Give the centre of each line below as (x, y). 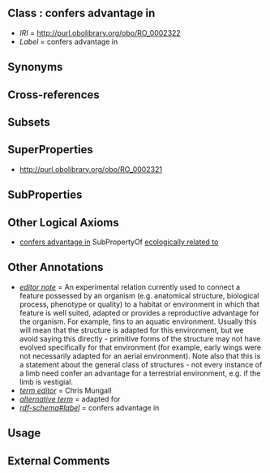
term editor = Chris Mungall (65, 390)
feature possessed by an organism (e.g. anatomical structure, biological (139, 295)
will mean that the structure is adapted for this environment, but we (131, 330)
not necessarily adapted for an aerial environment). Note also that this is (140, 355)
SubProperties (45, 195)
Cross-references (54, 95)
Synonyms (35, 67)
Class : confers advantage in (81, 13)
